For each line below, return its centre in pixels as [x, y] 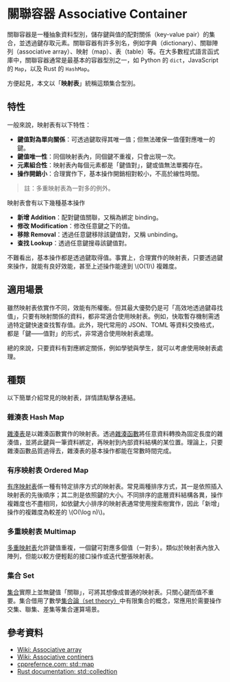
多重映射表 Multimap [42, 531]
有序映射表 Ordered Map [48, 470]
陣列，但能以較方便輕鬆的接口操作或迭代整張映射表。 [82, 557]
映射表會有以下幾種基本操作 [46, 202]
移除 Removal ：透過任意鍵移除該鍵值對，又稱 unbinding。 [99, 234]
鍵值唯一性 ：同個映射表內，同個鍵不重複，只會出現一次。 [98, 156]
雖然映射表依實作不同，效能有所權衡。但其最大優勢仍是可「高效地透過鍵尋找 [115, 307]
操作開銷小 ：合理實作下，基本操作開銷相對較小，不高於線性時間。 [110, 173]
